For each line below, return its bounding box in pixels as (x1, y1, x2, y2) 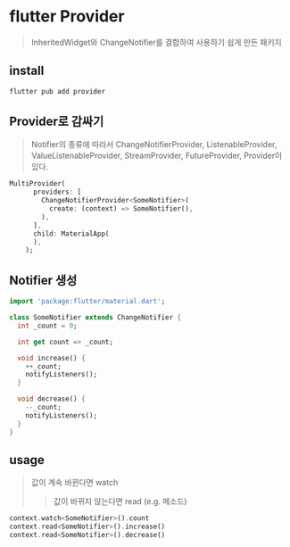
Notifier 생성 (9, 272, 78, 287)
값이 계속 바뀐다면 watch (30, 477, 119, 488)
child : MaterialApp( (32, 229, 110, 238)
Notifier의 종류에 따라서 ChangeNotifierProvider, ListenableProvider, (30, 139, 278, 150)
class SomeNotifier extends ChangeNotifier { (9, 313, 181, 322)
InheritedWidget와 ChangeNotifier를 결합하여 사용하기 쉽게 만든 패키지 (30, 37, 283, 47)
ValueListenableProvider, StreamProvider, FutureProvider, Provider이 (30, 150, 283, 162)
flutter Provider (9, 6, 125, 27)
